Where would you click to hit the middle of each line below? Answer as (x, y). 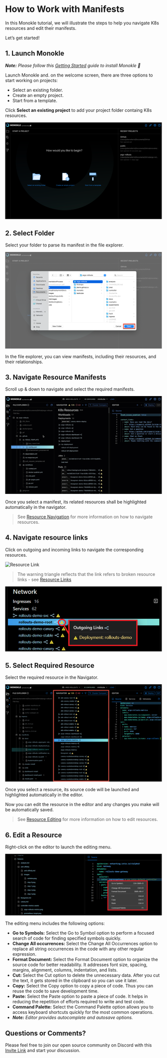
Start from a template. (35, 100)
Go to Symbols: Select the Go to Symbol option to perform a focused (83, 933)
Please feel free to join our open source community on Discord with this (79, 1045)
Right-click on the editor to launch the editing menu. (58, 847)
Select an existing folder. (38, 90)
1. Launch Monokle (35, 53)
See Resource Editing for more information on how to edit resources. (87, 819)
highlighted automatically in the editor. (44, 795)
